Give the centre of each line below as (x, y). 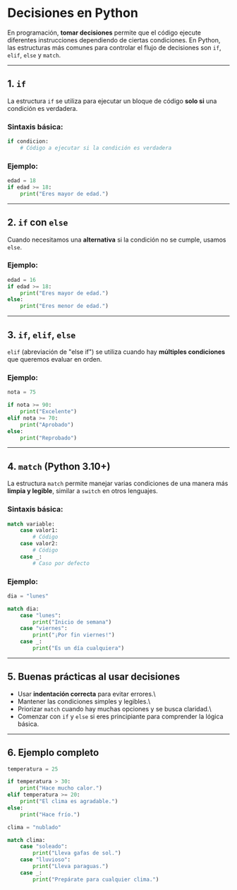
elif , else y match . (34, 55)
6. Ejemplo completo (53, 753)
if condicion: (28, 142)
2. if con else (38, 223)
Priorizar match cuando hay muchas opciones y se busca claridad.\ (114, 708)
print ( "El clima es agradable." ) (69, 802)
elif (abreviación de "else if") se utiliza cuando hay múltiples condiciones (116, 352)
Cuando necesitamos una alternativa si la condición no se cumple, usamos (117, 239)
